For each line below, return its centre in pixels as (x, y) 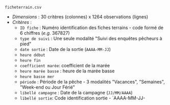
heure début (32, 55)
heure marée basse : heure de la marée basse (67, 71)
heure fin (30, 61)
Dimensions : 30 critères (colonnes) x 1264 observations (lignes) (80, 17)
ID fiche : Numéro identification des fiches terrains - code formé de (92, 28)
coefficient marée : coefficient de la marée (65, 65)
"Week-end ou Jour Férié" (47, 87)
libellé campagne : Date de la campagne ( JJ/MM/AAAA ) (76, 93)
